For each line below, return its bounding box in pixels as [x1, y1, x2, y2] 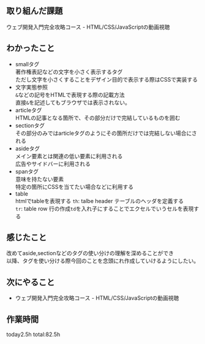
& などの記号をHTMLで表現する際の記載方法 [15, 91, 125, 98]
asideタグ [15, 145, 40, 152]
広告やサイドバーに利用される [15, 160, 91, 167]
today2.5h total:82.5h [6, 331, 61, 338]
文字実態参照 [15, 83, 48, 91]
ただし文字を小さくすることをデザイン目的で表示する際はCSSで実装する [15, 75, 198, 83]
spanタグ [15, 167, 39, 175]
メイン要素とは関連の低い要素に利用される [15, 152, 123, 159]
